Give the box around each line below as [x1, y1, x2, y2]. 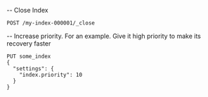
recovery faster [6, 39, 51, 48]
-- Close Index [6, 6, 48, 14]
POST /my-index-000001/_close [6, 20, 96, 27]
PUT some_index [6, 53, 51, 60]
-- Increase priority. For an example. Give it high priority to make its [6, 32, 201, 40]
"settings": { [13, 65, 54, 72]
